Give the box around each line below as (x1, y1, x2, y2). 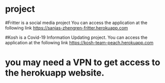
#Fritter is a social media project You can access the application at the (5, 20, 148, 26)
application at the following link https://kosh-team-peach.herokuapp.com (5, 39, 154, 45)
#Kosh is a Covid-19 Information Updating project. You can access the (5, 34, 148, 40)
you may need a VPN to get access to (5, 57, 161, 68)
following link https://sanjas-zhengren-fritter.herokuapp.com (5, 25, 128, 30)
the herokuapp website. (5, 67, 104, 79)
